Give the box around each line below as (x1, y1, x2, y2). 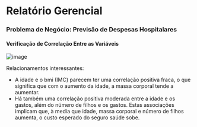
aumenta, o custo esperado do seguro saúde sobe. (14, 114, 140, 121)
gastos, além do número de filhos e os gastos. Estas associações (14, 101, 175, 109)
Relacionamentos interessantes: (6, 65, 84, 72)
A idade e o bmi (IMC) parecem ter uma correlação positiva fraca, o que (14, 76, 191, 84)
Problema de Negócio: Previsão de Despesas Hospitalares (6, 26, 177, 34)
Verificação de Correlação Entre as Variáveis (6, 40, 119, 47)
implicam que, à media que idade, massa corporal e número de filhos (14, 108, 184, 115)
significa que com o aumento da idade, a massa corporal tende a (14, 82, 174, 90)
